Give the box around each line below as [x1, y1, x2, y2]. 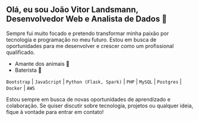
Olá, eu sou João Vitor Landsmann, [6, 5, 138, 15]
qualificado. [6, 49, 36, 56]
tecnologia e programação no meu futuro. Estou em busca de [6, 36, 157, 43]
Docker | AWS [6, 84, 35, 91]
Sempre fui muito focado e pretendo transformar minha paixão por [6, 30, 169, 37]
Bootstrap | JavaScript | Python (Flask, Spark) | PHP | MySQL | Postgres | [6, 78, 182, 85]
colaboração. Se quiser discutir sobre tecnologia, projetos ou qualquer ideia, [6, 102, 194, 109]
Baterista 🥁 [14, 66, 42, 74]
